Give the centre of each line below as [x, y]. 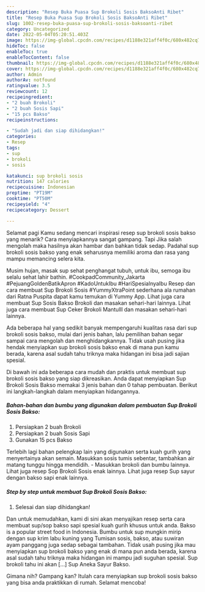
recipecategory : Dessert [38, 210]
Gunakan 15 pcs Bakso [44, 440]
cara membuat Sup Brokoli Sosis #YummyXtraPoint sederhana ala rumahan [101, 290]
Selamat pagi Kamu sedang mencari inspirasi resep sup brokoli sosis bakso [101, 233]
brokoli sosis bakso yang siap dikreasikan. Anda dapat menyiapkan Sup [96, 378]
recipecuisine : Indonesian [41, 187]
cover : [15, 69]
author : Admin [24, 74]
